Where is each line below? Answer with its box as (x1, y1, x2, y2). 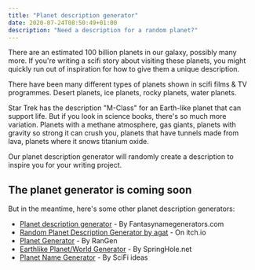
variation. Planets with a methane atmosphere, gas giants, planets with (8, 120, 237, 130)
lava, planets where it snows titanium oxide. (8, 137, 149, 146)
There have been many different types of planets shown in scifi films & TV (8, 80, 247, 89)
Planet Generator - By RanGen (19, 236, 118, 246)
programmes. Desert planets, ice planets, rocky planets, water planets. (8, 88, 237, 98)
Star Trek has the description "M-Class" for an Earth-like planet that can (8, 103, 242, 113)
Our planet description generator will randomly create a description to (8, 152, 234, 161)
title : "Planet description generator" (8, 11, 139, 20)
